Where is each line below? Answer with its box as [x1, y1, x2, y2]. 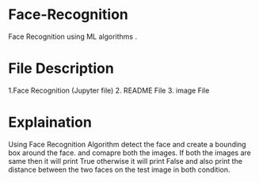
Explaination [8, 113, 93, 131]
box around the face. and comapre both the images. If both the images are [8, 148, 251, 157]
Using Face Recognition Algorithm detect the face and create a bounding [8, 139, 247, 149]
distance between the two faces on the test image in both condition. [8, 165, 231, 174]
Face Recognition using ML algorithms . [8, 32, 137, 41]
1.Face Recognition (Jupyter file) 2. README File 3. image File [8, 85, 210, 95]
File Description [8, 59, 115, 78]
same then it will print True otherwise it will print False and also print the [8, 156, 243, 165]
